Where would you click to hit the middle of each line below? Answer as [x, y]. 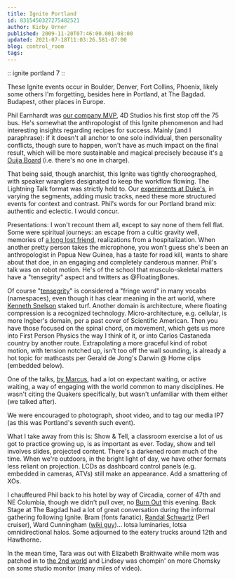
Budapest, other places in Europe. [56, 101]
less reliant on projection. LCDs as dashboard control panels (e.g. [102, 466]
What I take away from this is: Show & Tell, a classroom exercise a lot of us [115, 436]
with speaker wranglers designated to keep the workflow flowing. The [108, 181]
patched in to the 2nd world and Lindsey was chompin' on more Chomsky [114, 561]
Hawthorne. [24, 540]
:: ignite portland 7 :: [36, 73]
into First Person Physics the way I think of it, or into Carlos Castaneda [109, 336]
